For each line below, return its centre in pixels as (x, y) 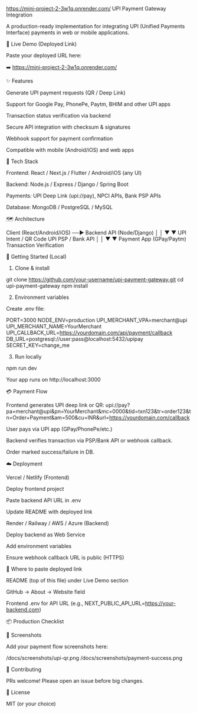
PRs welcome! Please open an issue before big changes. (75, 681)
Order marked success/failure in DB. (50, 452)
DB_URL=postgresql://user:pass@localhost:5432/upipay (75, 339)
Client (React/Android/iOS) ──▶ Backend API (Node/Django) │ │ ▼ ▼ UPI (96, 232)
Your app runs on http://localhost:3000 (54, 380)
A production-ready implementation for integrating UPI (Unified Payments (96, 26)
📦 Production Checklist (35, 621)
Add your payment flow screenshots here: (57, 647)
